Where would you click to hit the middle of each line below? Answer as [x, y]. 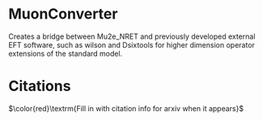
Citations [40, 86]
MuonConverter [63, 14]
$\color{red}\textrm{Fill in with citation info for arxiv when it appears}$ [126, 108]
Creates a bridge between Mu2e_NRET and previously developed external [132, 36]
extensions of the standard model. [66, 53]
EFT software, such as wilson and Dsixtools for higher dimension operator [131, 44]
